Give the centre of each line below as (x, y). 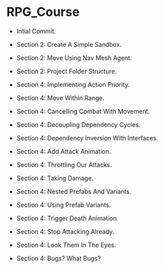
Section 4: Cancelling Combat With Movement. (83, 111)
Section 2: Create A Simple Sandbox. (69, 44)
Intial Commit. (36, 31)
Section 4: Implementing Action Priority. (73, 84)
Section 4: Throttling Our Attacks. (64, 165)
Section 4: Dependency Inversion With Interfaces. (87, 138)
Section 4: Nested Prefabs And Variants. (74, 191)
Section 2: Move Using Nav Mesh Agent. (74, 58)
